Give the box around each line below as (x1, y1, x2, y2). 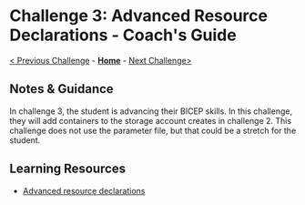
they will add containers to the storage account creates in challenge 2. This (9, 115, 292, 126)
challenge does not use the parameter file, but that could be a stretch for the (9, 125, 297, 136)
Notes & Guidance (9, 81, 114, 97)
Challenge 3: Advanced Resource (9, 5, 269, 26)
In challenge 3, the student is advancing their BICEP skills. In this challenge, (9, 106, 293, 117)
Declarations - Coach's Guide (9, 25, 237, 46)
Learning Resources (9, 161, 126, 177)
